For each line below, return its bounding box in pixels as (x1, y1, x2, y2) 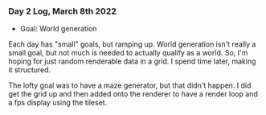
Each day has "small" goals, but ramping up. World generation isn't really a (8, 39, 256, 49)
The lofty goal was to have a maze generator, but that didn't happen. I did (8, 80, 252, 90)
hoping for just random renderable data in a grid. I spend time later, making (8, 56, 256, 66)
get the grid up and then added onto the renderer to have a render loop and (8, 89, 259, 99)
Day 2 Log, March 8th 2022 (8, 6, 117, 17)
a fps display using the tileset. (8, 98, 108, 108)
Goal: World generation (19, 24, 97, 34)
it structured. (8, 65, 51, 75)
